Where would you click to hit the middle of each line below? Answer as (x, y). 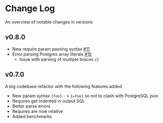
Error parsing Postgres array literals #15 (52, 54)
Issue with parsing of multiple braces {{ (59, 59)
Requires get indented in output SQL (48, 101)
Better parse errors (31, 106)
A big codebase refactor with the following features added (63, 86)
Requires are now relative (37, 111)
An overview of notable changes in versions (49, 22)
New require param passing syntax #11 (51, 49)
